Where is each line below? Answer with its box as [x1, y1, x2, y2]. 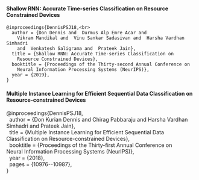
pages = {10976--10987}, [8, 161, 72, 168]
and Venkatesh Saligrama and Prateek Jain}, [17, 46, 136, 52]
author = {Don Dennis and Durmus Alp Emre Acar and [11, 30, 147, 36]
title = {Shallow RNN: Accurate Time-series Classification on [11, 51, 174, 57]
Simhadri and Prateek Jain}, [6, 122, 75, 129]
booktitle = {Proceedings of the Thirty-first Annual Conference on [8, 141, 172, 149]
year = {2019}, [11, 72, 50, 78]
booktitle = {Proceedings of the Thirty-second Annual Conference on [11, 61, 190, 67]
